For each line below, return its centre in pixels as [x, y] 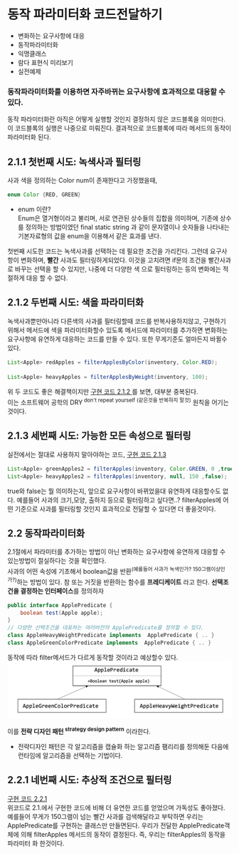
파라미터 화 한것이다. [36, 843]
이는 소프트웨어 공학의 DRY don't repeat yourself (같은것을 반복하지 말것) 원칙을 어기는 [118, 402]
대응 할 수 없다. [47, 278]
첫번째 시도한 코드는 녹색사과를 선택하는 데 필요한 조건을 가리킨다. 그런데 [108, 251]
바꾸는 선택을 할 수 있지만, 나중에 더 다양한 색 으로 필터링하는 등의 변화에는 [118, 269]
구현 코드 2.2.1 [27, 798]
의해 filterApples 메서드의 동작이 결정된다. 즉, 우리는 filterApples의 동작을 [123, 834]
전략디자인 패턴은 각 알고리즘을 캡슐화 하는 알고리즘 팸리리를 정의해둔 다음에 [123, 747]
